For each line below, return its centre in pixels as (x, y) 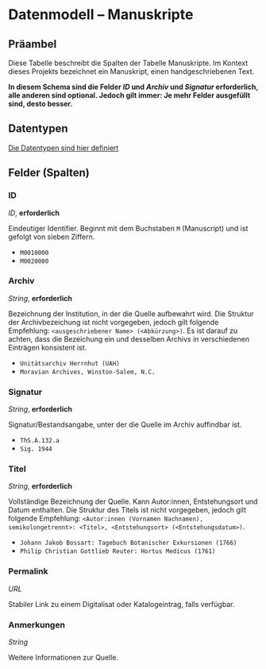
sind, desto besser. (40, 104)
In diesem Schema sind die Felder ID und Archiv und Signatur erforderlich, (133, 87)
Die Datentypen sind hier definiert (64, 148)
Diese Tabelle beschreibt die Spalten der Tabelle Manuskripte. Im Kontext (128, 63)
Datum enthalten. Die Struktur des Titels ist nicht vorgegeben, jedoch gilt (127, 510)
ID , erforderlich (34, 213)
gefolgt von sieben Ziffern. (52, 237)
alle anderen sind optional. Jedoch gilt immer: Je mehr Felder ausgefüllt (129, 95)
